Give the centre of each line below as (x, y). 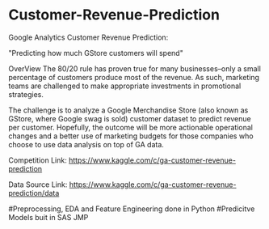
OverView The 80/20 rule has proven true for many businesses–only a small (134, 68)
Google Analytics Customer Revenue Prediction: (88, 37)
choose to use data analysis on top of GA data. (86, 144)
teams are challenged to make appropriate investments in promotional (125, 86)
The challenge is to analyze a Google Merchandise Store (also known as (128, 110)
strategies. (26, 94)
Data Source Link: (38, 184)
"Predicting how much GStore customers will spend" (96, 53)
